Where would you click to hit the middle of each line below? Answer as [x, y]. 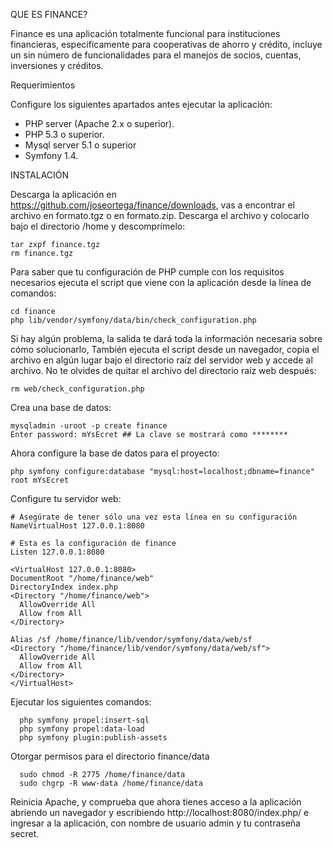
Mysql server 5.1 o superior [80, 145]
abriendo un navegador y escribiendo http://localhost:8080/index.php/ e [160, 812]
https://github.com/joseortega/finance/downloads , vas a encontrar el [152, 205]
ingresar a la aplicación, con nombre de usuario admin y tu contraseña [155, 823]
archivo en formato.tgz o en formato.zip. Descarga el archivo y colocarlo [160, 215]
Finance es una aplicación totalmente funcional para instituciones [145, 33]
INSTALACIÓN [40, 175]
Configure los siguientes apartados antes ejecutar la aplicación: [141, 104]
